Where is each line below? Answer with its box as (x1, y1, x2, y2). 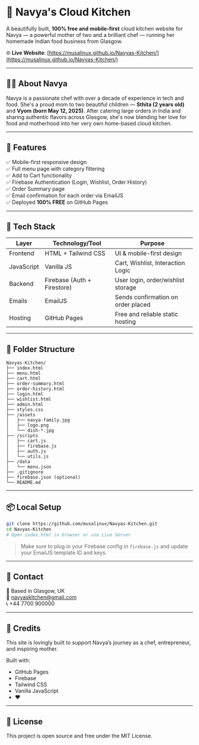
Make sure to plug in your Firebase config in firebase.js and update (20, 542, 188, 549)
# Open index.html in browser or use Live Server (6, 532, 131, 537)
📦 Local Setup (6, 502, 62, 512)
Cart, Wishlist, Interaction (114, 259, 185, 267)
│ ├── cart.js (6, 438, 46, 444)
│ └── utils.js (6, 454, 49, 460)
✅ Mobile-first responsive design (6, 158, 87, 165)
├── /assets (6, 412, 36, 418)
